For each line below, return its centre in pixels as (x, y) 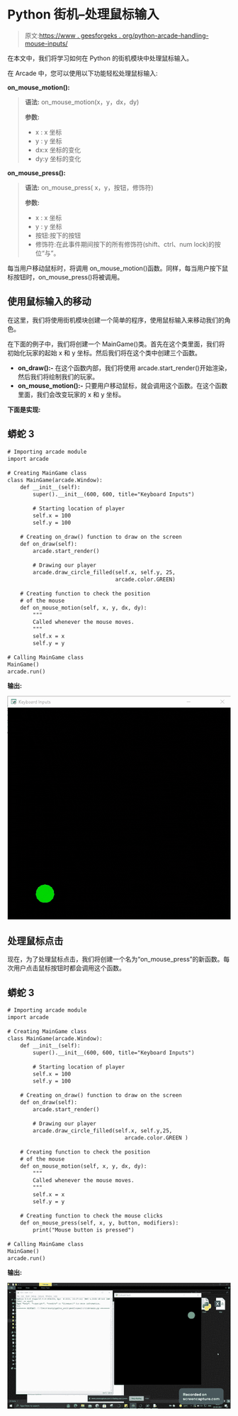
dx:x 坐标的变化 (58, 150)
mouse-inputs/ (46, 43)
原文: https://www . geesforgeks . (73, 35)
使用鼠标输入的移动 (49, 302)
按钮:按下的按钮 (58, 235)
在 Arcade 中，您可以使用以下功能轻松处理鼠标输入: (83, 73)
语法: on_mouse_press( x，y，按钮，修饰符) (89, 187)
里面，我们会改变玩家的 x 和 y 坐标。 (71, 394)
